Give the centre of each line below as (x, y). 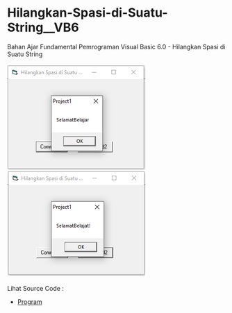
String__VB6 (43, 27)
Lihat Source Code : (36, 288)
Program (30, 302)
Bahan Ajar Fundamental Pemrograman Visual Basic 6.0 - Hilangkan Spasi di (116, 46)
